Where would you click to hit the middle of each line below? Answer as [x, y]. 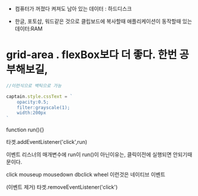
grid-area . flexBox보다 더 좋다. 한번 [92, 55]
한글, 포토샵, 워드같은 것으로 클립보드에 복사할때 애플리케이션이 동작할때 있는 [103, 21]
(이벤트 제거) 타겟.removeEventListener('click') [62, 187]
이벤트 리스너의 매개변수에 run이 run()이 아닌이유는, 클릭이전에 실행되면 [89, 155]
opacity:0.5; [33, 102]
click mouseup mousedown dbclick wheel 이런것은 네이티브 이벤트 [86, 175]
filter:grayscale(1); [43, 107]
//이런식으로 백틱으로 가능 [34, 86]
